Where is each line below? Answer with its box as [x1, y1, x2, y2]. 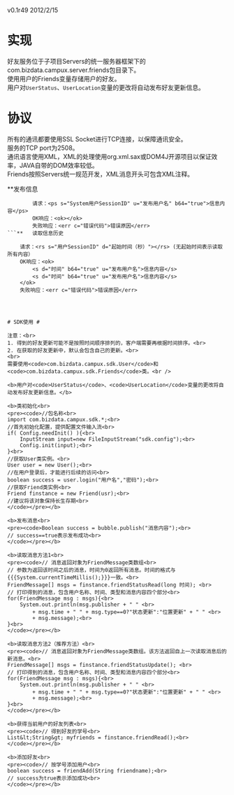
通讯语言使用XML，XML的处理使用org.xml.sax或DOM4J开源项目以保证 [7, 152, 212, 160]
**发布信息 [7, 185, 38, 193]
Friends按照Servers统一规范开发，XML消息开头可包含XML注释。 [7, 169, 194, 178]
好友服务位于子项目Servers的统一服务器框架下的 [7, 57, 147, 65]
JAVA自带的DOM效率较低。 [19, 161, 99, 169]
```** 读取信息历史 [7, 230, 64, 237]
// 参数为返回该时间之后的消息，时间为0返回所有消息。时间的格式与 [7, 566, 176, 573]
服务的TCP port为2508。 [7, 143, 79, 152]
